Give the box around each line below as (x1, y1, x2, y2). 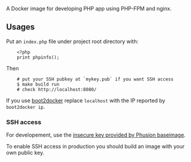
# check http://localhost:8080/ (17, 86, 97, 92)
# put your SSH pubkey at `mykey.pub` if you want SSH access (17, 76, 174, 82)
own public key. (6, 149, 44, 156)
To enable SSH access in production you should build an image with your (6, 143, 185, 150)
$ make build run (17, 81, 60, 88)
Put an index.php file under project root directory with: (6, 38, 139, 45)
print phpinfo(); (17, 54, 60, 60)
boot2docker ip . (6, 103, 46, 110)
